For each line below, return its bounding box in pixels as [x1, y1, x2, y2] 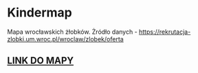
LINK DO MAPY [7, 55, 74, 67]
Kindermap [7, 5, 72, 21]
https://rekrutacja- [138, 28, 191, 36]
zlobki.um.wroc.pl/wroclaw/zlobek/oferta [7, 34, 124, 43]
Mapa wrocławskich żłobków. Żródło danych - [7, 28, 137, 36]
